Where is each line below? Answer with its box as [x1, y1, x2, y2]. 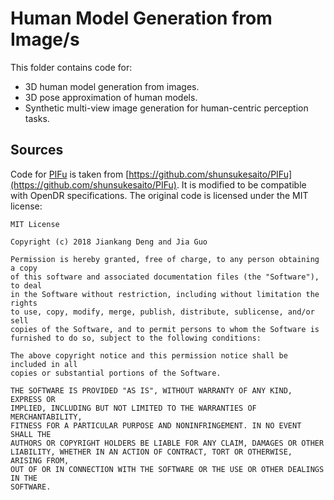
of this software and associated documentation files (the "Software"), [10, 272, 320, 282]
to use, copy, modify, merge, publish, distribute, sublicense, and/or [10, 307, 315, 317]
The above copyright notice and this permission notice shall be [10, 350, 288, 361]
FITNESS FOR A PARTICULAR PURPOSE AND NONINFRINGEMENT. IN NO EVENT [10, 420, 302, 431]
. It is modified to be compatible [176, 178, 307, 191]
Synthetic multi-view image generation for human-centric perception [24, 102, 309, 114]
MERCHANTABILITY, [10, 412, 83, 422]
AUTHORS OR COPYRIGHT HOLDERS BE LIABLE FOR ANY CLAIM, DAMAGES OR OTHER [10, 438, 325, 448]
